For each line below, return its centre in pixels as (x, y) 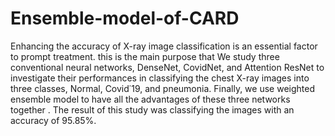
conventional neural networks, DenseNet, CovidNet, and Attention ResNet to (167, 67)
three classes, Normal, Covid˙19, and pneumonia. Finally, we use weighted (162, 88)
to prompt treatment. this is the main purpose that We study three (145, 56)
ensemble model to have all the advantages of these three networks (150, 99)
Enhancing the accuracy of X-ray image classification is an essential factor (164, 46)
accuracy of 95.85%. (53, 120)
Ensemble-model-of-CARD (125, 18)
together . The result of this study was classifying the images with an (152, 109)
